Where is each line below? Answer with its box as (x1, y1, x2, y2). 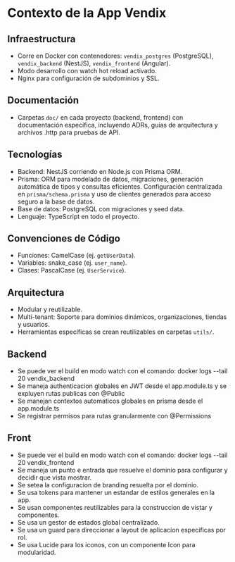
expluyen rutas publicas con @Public (17, 389, 125, 398)
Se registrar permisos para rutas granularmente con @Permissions (17, 412, 212, 420)
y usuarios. (17, 320, 51, 329)
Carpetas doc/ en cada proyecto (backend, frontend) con (17, 113, 184, 121)
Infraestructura (7, 33, 76, 45)
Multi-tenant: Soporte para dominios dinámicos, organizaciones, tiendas (17, 313, 227, 321)
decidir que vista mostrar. (17, 473, 92, 482)
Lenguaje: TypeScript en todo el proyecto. (17, 212, 139, 220)
